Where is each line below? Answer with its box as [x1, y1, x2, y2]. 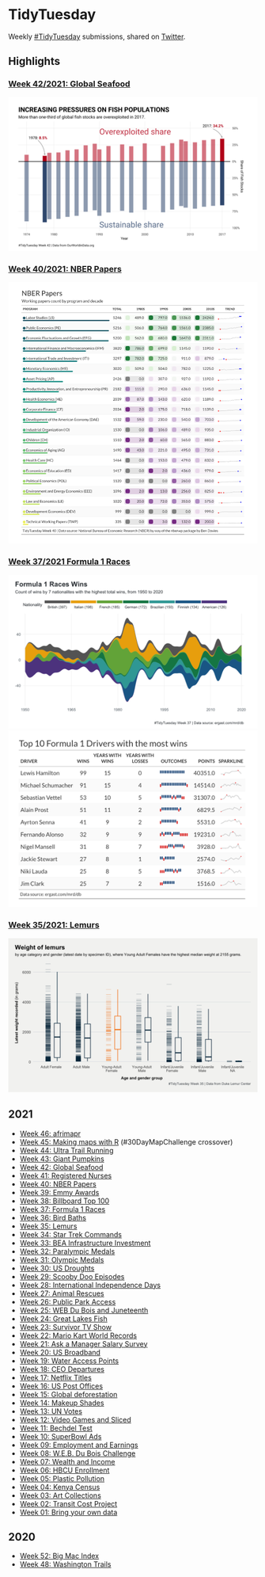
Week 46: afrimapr [19, 1129, 81, 1138]
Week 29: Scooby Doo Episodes [19, 1271, 125, 1281]
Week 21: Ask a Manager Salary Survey [19, 1339, 148, 1348]
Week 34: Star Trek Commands [19, 1229, 123, 1239]
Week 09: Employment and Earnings [19, 1440, 138, 1449]
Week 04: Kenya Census [19, 1482, 100, 1491]
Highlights [8, 55, 61, 68]
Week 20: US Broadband [19, 1347, 101, 1357]
